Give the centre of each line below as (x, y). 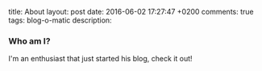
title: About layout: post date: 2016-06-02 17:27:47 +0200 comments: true (131, 12)
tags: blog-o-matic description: (60, 20)
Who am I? (29, 41)
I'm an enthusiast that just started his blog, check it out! (100, 59)
